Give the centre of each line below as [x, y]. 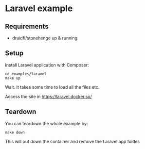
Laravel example [39, 8]
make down [15, 132]
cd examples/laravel [26, 74]
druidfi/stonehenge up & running [45, 38]
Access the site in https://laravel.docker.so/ [49, 96]
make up [13, 78]
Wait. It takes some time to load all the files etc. [52, 87]
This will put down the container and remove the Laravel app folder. [72, 141]
